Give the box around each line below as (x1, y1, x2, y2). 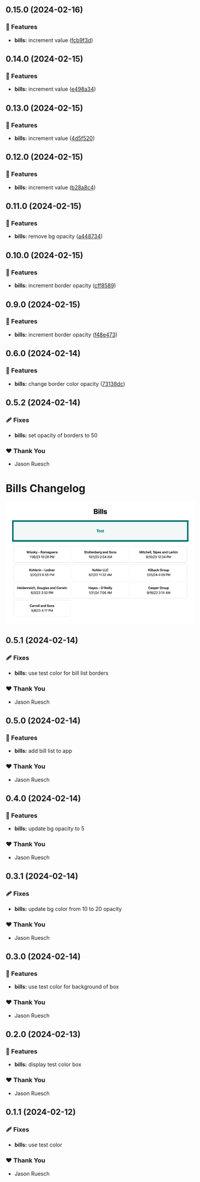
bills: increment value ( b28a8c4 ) (14, 183, 96, 191)
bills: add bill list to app (14, 748, 73, 755)
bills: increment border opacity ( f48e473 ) (14, 331, 118, 338)
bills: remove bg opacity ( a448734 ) (14, 233, 103, 240)
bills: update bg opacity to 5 (14, 825, 85, 832)
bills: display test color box (14, 1061, 82, 1068)
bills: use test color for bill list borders (14, 669, 109, 677)
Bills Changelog (5, 481, 86, 495)
